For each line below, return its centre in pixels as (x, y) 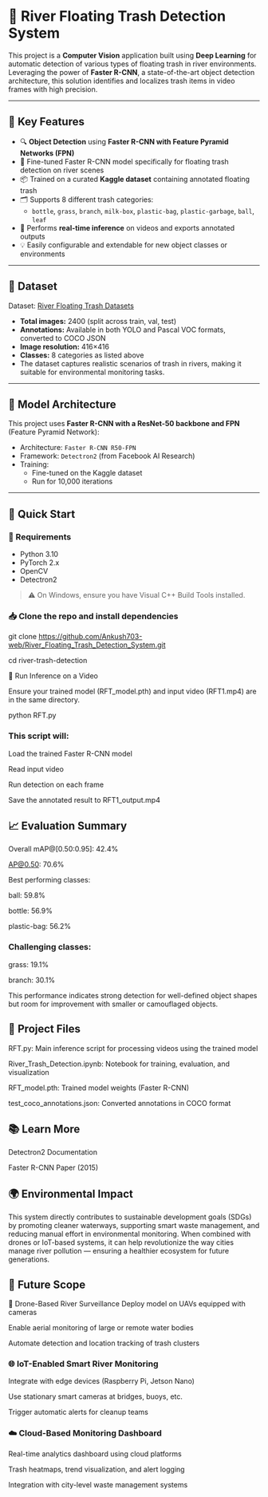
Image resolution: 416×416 (65, 346)
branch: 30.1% (32, 980)
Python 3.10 (39, 555)
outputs (32, 236)
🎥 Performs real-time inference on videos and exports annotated (127, 227)
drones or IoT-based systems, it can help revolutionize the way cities (121, 1242)
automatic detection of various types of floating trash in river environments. (132, 64)
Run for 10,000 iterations (72, 481)
